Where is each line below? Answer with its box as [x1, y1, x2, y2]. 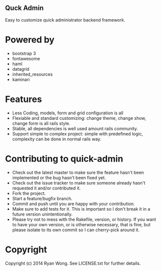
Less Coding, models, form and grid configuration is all [12, 110, 124, 116]
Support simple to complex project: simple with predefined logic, [12, 131, 143, 136]
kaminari [12, 76, 30, 82]
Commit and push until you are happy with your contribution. [12, 201, 135, 207]
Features [5, 93, 42, 105]
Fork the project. [12, 190, 46, 196]
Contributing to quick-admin [5, 153, 124, 164]
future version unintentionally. [12, 211, 73, 217]
